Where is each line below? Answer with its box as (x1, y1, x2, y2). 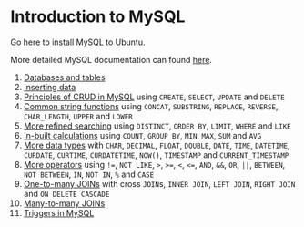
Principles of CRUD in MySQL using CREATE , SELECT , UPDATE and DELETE (23, 91, 285, 102)
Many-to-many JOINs (23, 198, 106, 209)
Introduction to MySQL (10, 6, 186, 27)
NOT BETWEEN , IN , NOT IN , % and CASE (23, 169, 155, 180)
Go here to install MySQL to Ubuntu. (10, 36, 146, 47)
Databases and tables (23, 71, 106, 83)
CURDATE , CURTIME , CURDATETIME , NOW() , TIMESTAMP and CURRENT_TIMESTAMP (23, 149, 289, 160)
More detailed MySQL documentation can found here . (10, 54, 213, 65)
